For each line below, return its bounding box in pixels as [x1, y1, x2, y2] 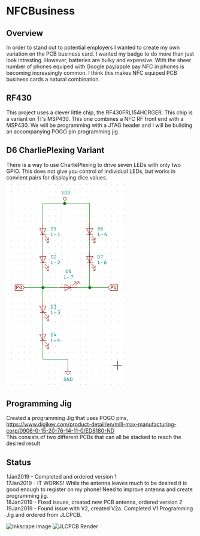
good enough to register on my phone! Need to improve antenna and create [6, 486, 193, 493]
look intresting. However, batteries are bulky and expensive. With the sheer [6, 57, 192, 63]
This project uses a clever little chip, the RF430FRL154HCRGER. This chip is [6, 109, 193, 116]
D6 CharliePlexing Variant [6, 145, 105, 156]
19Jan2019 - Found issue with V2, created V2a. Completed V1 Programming [6, 505, 193, 512]
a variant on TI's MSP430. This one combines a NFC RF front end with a [6, 115, 184, 122]
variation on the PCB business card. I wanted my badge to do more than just [6, 50, 195, 57]
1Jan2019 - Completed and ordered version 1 [6, 473, 117, 480]
